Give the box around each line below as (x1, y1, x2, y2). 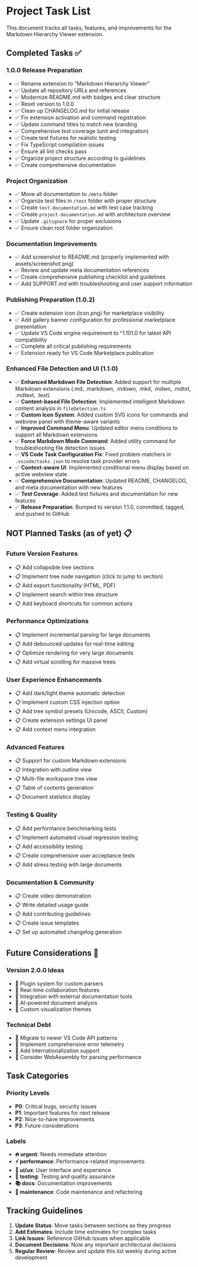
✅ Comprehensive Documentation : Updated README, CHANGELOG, (14, 477, 188, 484)
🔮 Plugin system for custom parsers (14, 979, 104, 987)
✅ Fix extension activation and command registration (14, 113, 146, 121)
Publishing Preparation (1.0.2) (6, 295, 95, 304)
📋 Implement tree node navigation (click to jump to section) (14, 573, 163, 580)
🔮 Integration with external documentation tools (14, 993, 133, 1000)
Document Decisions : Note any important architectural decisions (14, 1240, 177, 1248)
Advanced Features (6, 743, 65, 752)
